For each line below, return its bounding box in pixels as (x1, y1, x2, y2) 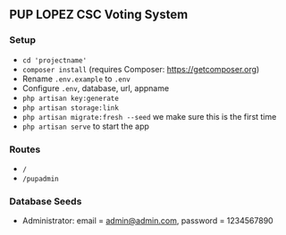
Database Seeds (9, 195, 82, 207)
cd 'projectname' (21, 55, 88, 65)
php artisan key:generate (21, 94, 119, 103)
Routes (9, 143, 41, 155)
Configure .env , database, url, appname (21, 82, 170, 93)
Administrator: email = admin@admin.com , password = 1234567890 (21, 215, 274, 226)
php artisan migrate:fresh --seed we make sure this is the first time (21, 111, 277, 122)
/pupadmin (21, 174, 60, 183)
